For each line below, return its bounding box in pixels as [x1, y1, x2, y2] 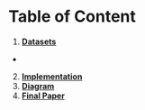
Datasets [21, 36, 57, 47]
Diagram [21, 80, 55, 91]
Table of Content [8, 6, 137, 27]
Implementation [21, 70, 83, 82]
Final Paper [21, 90, 65, 101]
